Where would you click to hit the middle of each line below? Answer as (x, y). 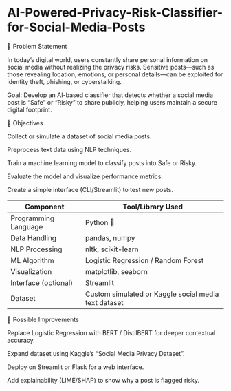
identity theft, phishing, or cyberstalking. (64, 81)
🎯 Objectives (25, 123)
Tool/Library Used (153, 207)
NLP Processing (36, 249)
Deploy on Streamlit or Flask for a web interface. (76, 367)
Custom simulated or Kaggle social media (152, 294)
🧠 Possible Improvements (43, 319)
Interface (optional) (42, 282)
